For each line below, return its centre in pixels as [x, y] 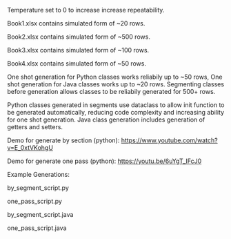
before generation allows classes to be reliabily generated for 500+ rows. [111, 92]
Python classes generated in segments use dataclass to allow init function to [116, 105]
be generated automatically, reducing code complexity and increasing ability [116, 112]
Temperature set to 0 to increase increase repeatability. [86, 10]
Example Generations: [39, 174]
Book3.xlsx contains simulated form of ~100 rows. [78, 50]
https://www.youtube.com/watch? [170, 140]
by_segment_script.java [40, 214]
